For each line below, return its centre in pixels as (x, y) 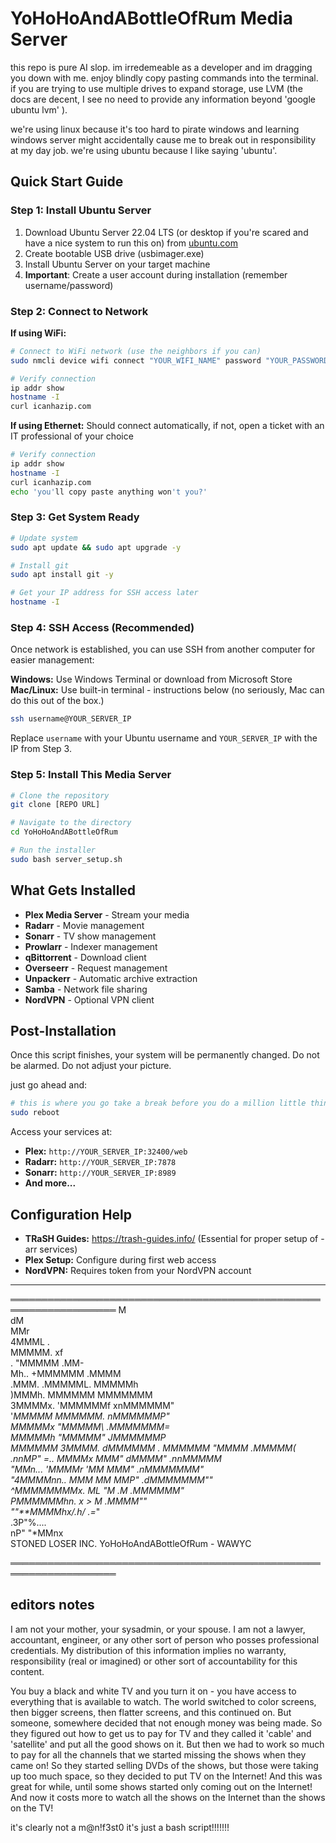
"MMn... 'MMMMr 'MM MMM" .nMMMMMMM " (107, 1469)
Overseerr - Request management (96, 968)
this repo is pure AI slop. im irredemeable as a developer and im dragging (161, 67)
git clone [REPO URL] (55, 805)
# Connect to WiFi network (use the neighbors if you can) (136, 351)
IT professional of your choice (72, 436)
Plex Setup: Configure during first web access (120, 1260)
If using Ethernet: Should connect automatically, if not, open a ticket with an (167, 426)
